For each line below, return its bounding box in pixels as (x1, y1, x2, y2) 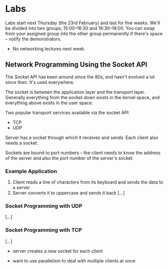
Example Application (5, 167, 57, 174)
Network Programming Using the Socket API (5, 60, 148, 69)
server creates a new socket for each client (12, 248, 103, 254)
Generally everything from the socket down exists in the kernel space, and (5, 94, 160, 100)
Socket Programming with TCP (5, 227, 82, 234)
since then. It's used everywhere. (5, 79, 75, 85)
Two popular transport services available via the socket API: (5, 109, 130, 115)
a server (12, 185, 30, 191)
